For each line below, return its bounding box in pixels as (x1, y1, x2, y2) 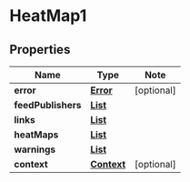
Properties (9, 42, 71, 57)
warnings (14, 143, 56, 156)
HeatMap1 (9, 5, 87, 26)
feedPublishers (14, 99, 82, 111)
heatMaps (14, 128, 59, 141)
